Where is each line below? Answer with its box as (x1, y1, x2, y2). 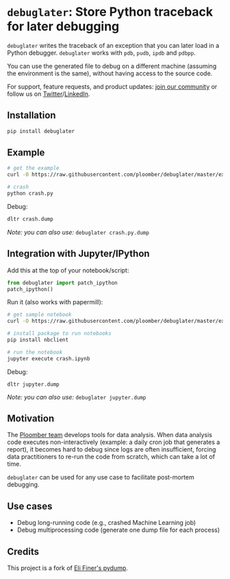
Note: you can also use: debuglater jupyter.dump (7, 393, 146, 401)
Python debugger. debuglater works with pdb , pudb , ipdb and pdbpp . (7, 49, 196, 57)
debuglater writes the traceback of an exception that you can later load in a (7, 41, 220, 49)
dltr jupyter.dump (7, 381, 60, 388)
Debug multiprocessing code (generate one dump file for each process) (16, 526, 220, 534)
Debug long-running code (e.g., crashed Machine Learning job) (16, 519, 196, 527)
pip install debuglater (7, 127, 75, 134)
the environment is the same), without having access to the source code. (7, 69, 213, 77)
